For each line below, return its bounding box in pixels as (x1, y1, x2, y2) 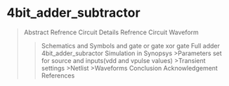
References (41, 71, 75, 80)
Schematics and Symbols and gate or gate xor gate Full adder (41, 41, 221, 50)
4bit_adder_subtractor (6, 5, 141, 21)
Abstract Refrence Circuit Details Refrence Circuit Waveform (23, 28, 199, 36)
